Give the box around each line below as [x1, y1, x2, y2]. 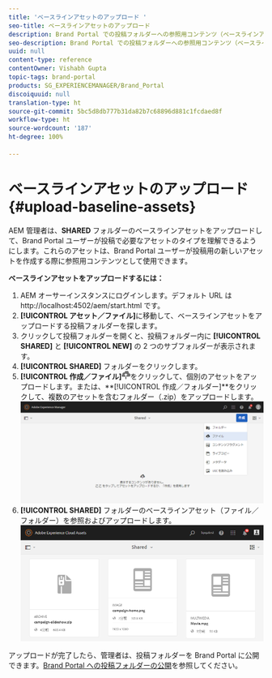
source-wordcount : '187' [8, 124, 92, 133]
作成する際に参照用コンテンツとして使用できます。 [22, 255, 193, 265]
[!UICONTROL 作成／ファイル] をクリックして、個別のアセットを [19, 371, 244, 381]
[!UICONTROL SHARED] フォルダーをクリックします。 [19, 361, 202, 371]
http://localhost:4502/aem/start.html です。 [19, 300, 164, 310]
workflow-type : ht [8, 116, 70, 124]
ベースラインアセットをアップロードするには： [8, 272, 164, 283]
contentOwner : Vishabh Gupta [8, 65, 107, 73]
